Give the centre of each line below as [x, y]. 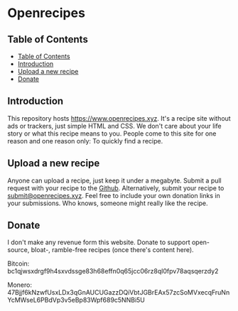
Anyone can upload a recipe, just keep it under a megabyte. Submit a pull [114, 180]
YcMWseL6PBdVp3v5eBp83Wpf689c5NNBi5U [76, 300]
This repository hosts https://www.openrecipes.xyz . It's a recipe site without [119, 118]
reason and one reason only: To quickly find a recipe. [85, 141]
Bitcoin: [18, 263]
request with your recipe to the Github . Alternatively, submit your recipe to [116, 188]
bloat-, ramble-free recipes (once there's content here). [112, 250]
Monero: [20, 285]
